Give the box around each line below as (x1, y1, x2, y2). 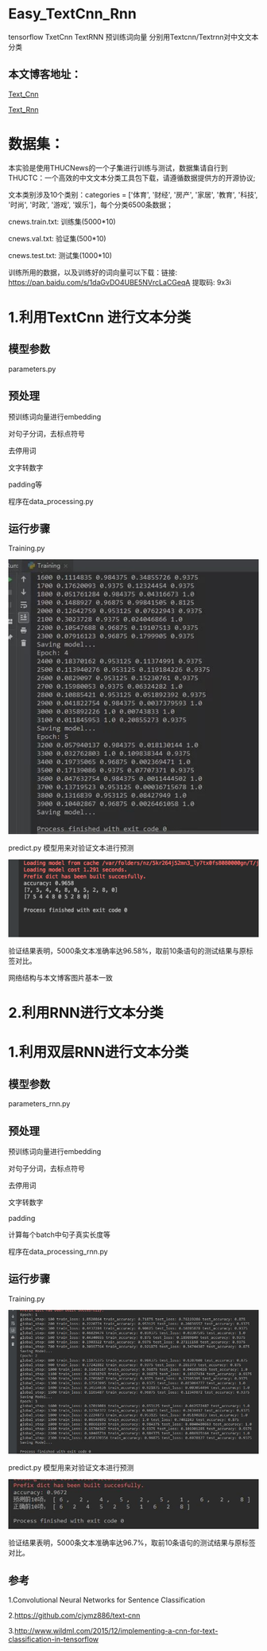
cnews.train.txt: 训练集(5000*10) (8, 217, 117, 226)
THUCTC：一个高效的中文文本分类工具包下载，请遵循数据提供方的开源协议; (8, 173, 256, 182)
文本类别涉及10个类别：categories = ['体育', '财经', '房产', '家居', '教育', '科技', (8, 190, 258, 199)
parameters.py (8, 364, 56, 374)
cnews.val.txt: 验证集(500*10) (8, 233, 106, 243)
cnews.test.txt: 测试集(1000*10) (8, 250, 113, 260)
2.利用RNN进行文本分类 (8, 1004, 164, 1022)
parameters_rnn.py (8, 1099, 71, 1109)
